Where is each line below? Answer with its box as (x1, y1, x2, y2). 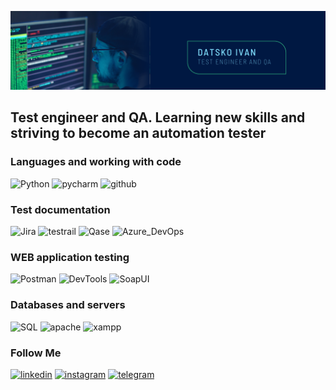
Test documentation (10, 202, 111, 216)
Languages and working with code (10, 155, 182, 169)
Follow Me (10, 346, 62, 360)
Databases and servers (10, 298, 126, 312)
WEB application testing (10, 250, 130, 264)
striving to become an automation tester (10, 125, 267, 142)
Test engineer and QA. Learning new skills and (10, 109, 306, 126)
